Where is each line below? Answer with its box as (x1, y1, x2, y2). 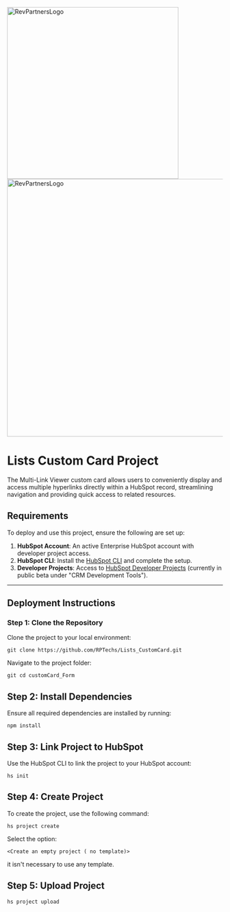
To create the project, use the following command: (7, 809, 149, 817)
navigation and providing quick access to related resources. (7, 490, 176, 498)
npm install (7, 722, 41, 729)
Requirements (7, 510, 68, 522)
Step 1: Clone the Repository (7, 618, 103, 627)
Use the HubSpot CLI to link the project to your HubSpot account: (7, 759, 192, 768)
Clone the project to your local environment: (7, 634, 131, 642)
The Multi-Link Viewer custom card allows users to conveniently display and (7, 476, 222, 484)
